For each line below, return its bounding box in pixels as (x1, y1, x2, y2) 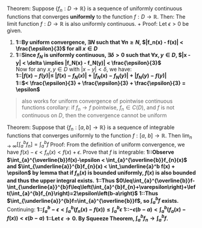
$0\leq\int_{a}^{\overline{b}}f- (115, 176, 195, 184)
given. (7, 26, 23, 34)
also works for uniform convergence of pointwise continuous (21, 98, 173, 105)
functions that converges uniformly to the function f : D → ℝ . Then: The (7, 13, 186, 20)
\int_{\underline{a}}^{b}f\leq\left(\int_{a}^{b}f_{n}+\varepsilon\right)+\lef (7, 183, 196, 190)
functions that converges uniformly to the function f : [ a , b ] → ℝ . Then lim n (7, 131, 192, 140)
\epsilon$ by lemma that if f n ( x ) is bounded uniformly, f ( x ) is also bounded (7, 169, 196, 178)
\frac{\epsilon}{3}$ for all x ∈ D (15, 44, 98, 52)
